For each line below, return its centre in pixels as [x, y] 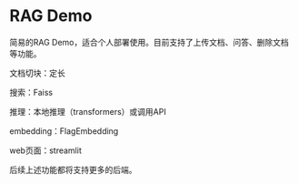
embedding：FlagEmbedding [64, 131]
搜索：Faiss [31, 92]
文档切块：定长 [37, 73]
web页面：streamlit [45, 150]
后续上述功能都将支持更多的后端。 [73, 169]
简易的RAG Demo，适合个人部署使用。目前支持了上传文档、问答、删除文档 [149, 42]
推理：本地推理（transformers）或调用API [88, 111]
